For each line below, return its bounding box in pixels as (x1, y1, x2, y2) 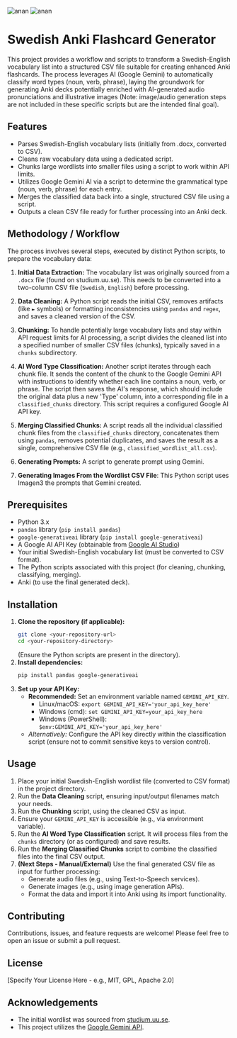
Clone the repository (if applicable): (17, 618, 125, 626)
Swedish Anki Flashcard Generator (7, 32, 216, 48)
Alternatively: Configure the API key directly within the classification (28, 730, 226, 738)
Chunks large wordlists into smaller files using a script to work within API (17, 162, 230, 170)
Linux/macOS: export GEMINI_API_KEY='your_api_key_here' (38, 699, 212, 708)
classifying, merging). (17, 571, 81, 579)
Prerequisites (7, 498, 68, 510)
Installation (7, 598, 58, 610)
